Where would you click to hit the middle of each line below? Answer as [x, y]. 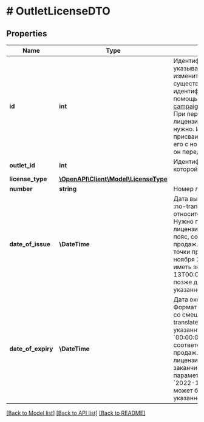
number [21, 189]
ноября [184, 259]
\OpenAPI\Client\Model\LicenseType [114, 179]
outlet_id [22, 165]
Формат [185, 307]
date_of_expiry [31, 349]
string [68, 189]
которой [185, 169]
